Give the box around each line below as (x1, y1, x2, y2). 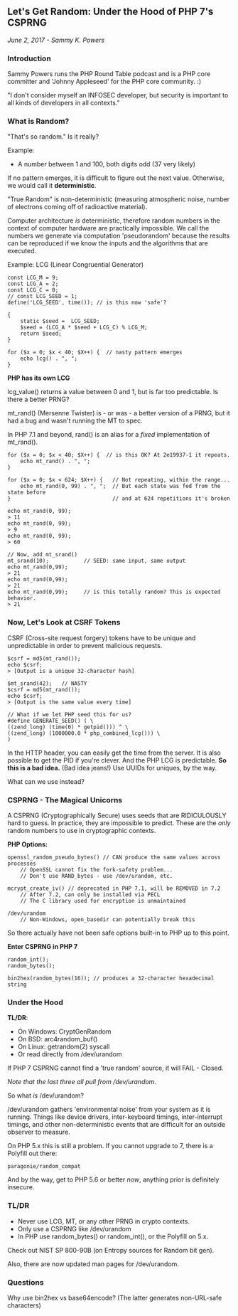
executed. (7, 247, 37, 255)
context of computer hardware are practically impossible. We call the (7, 224, 210, 233)
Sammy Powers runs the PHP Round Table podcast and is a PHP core (7, 70, 211, 78)
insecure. (7, 1183, 35, 1192)
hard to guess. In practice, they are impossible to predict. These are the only (7, 819, 231, 827)
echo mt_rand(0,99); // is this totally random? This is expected (7, 588, 221, 596)
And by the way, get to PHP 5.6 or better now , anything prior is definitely (7, 1175, 220, 1184)
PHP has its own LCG (7, 373, 70, 383)
